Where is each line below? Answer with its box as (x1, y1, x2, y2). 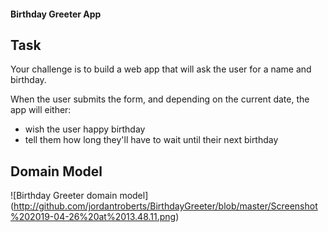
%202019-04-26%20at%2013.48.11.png (10, 211, 177, 223)
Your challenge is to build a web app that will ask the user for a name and (10, 63, 312, 75)
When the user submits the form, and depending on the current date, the (10, 93, 310, 105)
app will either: (10, 104, 72, 116)
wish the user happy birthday (24, 123, 146, 135)
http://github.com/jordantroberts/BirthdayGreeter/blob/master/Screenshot (13, 200, 318, 212)
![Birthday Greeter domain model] (10, 190, 149, 202)
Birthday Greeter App (10, 8, 102, 20)
